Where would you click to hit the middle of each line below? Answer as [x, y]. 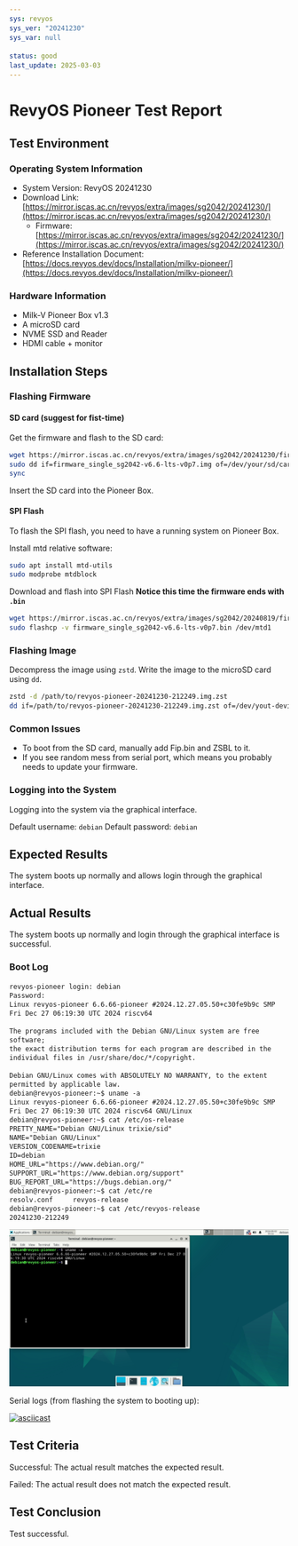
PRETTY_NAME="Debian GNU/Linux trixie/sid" [91, 1129]
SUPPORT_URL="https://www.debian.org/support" [97, 1173]
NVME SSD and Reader [65, 334]
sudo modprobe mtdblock [53, 575]
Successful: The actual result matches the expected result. [117, 1467]
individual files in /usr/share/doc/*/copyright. [103, 1058]
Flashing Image [43, 650]
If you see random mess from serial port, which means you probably [147, 757]
